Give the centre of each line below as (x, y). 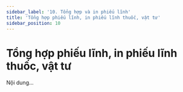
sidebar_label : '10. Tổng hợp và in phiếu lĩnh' (69, 12)
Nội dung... (20, 83)
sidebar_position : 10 (34, 23)
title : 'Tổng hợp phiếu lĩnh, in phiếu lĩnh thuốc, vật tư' (84, 18)
